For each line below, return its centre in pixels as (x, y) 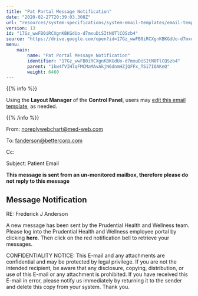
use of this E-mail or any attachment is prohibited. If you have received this (97, 274)
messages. (19, 244)
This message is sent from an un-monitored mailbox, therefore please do (97, 175)
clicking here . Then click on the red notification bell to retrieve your (88, 238)
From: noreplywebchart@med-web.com (55, 129)
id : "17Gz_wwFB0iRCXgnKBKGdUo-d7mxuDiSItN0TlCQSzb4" (72, 34)
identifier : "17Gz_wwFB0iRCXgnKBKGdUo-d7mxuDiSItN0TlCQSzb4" (104, 61)
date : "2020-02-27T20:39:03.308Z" (49, 17)
